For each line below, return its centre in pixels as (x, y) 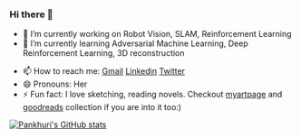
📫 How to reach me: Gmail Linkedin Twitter (104, 71)
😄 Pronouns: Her (55, 84)
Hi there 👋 (32, 14)
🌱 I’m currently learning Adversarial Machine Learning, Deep (135, 43)
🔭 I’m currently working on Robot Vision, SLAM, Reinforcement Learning (157, 34)
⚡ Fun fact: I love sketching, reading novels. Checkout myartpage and (152, 95)
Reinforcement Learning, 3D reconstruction (103, 53)
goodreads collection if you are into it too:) (102, 107)
